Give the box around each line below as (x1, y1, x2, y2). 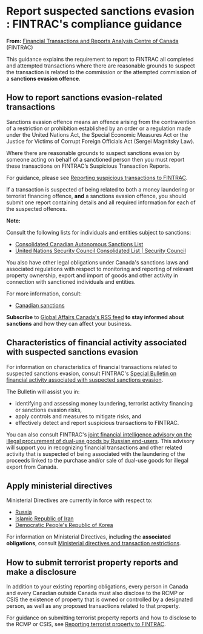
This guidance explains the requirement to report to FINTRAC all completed (6, 55, 194, 63)
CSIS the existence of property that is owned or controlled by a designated (6, 596, 193, 603)
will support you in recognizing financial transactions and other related (6, 444, 182, 451)
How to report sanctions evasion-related (6, 92, 162, 103)
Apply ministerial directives (6, 480, 113, 491)
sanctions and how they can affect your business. (6, 320, 132, 327)
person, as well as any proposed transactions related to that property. (6, 602, 181, 610)
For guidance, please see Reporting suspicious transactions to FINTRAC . (6, 174, 188, 181)
